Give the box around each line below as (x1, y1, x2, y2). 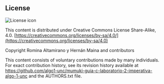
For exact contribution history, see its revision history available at (5, 62, 139, 68)
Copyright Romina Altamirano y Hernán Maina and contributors (5, 47, 135, 53)
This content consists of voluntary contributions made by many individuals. (5, 57, 160, 63)
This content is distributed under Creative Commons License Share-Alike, (5, 27, 156, 33)
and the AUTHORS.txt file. (28, 72, 82, 79)
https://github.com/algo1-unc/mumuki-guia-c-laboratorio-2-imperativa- (5, 67, 153, 73)
